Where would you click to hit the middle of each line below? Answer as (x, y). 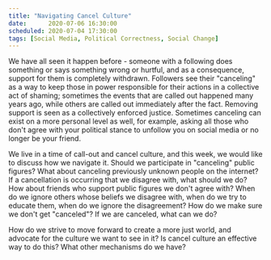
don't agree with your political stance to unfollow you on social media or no (133, 130)
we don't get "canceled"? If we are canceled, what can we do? (113, 214)
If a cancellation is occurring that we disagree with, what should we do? (128, 180)
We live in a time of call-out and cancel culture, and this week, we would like (135, 154)
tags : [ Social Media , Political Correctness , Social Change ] (114, 38)
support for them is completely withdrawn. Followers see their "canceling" (132, 78)
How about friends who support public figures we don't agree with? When (132, 189)
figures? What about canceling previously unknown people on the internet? (133, 171)
